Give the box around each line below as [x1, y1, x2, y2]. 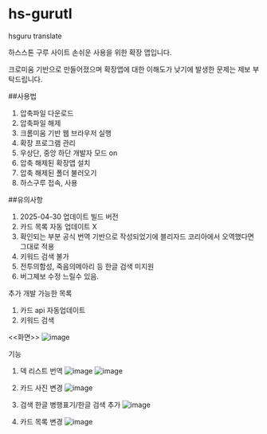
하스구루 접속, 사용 [19, 178, 78, 187]
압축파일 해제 [19, 118, 61, 127]
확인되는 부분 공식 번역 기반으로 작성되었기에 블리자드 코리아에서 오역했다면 [19, 232, 255, 241]
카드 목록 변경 [19, 416, 63, 426]
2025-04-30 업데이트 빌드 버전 [19, 212, 119, 221]
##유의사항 [8, 194, 44, 204]
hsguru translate [8, 31, 62, 41]
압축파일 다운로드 [19, 108, 74, 118]
